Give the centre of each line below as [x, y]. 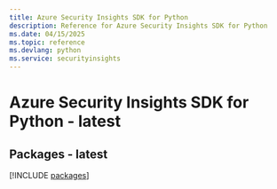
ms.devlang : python [45, 51]
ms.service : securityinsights [65, 59]
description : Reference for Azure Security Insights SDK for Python [138, 26]
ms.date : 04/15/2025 [47, 34]
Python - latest [65, 122]
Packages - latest [59, 154]
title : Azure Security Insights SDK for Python [99, 17]
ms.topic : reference [47, 42]
